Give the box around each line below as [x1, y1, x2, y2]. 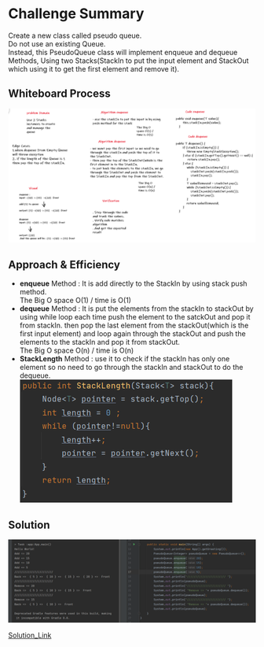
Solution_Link [8, 630, 52, 640]
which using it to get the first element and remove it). [8, 64, 179, 73]
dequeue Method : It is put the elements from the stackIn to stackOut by [19, 304, 254, 313]
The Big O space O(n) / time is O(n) [19, 346, 134, 355]
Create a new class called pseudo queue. [8, 31, 142, 40]
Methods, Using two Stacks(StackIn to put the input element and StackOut [8, 56, 249, 65]
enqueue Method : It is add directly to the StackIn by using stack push [19, 279, 247, 288]
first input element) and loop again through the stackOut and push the [19, 329, 246, 338]
